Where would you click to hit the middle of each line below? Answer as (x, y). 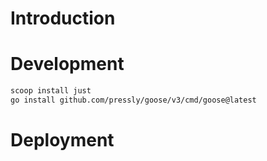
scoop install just (51, 91)
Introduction (63, 18)
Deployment (62, 140)
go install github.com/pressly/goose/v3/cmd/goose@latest (133, 100)
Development (67, 64)
